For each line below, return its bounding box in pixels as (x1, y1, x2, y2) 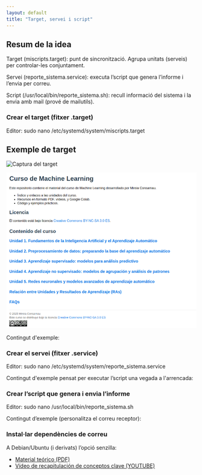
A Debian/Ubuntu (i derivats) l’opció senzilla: (6, 444, 117, 451)
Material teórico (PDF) (14, 456, 71, 463)
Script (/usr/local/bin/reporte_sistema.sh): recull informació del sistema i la (6, 91, 192, 99)
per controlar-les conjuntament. (6, 62, 86, 69)
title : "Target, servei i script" (6, 16, 93, 22)
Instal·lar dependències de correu (6, 430, 107, 439)
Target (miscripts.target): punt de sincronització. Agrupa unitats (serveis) (6, 55, 188, 63)
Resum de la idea (6, 39, 72, 50)
